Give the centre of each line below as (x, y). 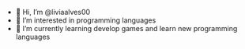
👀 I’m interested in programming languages (86, 20)
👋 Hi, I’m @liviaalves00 (53, 12)
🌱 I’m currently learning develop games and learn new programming (126, 28)
